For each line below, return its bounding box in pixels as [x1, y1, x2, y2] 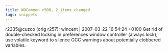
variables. [5, 42, 26, 48]
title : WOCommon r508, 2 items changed [5, 7, 90, 13]
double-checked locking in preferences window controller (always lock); [5, 31, 158, 37]
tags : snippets [5, 12, 38, 17]
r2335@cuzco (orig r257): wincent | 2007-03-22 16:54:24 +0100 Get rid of [5, 26, 163, 32]
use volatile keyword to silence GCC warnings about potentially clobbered [5, 36, 161, 43]
